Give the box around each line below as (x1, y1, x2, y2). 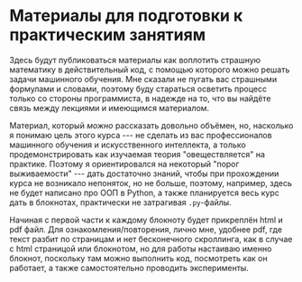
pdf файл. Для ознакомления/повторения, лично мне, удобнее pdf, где (9, 223, 282, 235)
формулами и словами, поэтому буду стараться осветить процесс (9, 83, 268, 94)
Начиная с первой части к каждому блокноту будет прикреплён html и (9, 214, 284, 225)
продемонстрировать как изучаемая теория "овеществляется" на (9, 148, 266, 159)
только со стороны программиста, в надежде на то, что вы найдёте (9, 92, 271, 104)
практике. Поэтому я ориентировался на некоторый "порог (9, 158, 240, 169)
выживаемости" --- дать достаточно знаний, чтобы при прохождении (9, 168, 279, 179)
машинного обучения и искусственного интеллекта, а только (9, 139, 246, 150)
